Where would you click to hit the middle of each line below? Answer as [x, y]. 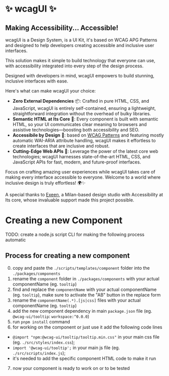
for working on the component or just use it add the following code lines [87, 327]
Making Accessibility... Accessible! [62, 28]
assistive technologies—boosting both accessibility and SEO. [76, 130]
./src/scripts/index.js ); [39, 353]
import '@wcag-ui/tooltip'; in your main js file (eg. [66, 348]
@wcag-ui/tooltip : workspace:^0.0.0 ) [51, 316]
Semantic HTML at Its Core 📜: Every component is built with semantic [86, 119]
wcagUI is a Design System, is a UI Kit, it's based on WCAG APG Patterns [81, 40]
